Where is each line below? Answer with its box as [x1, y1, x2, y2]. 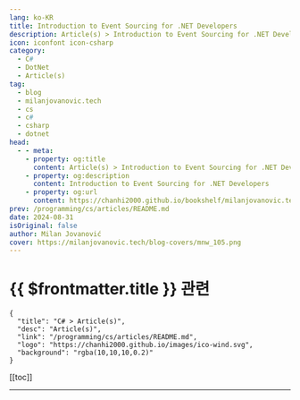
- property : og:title [25, 154, 105, 164]
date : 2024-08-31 [9, 212, 74, 222]
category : [9, 47, 46, 55]
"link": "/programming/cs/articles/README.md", [17, 333, 198, 342]
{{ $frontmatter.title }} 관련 [9, 279, 210, 300]
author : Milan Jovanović [9, 229, 102, 238]
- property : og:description [25, 171, 129, 180]
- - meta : [17, 146, 54, 155]
